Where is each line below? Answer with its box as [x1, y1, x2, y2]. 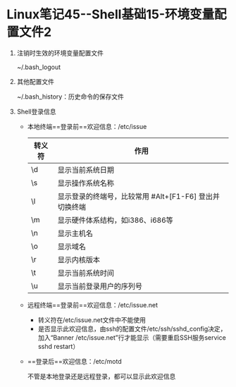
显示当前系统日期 [57, 165, 114, 175]
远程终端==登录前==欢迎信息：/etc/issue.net [27, 300, 158, 309]
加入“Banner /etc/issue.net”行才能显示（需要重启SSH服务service [37, 333, 226, 342]
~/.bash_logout [16, 63, 61, 71]
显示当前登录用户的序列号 [57, 281, 142, 291]
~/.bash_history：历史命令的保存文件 [16, 92, 124, 101]
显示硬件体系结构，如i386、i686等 [57, 215, 173, 225]
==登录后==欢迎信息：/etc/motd [27, 357, 123, 365]
